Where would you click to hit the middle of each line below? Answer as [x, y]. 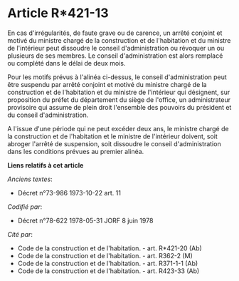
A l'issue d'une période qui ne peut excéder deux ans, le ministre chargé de [118, 128]
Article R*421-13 [58, 13]
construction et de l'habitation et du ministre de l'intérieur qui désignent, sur [119, 92]
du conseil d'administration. [48, 115]
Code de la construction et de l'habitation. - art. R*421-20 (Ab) [110, 248]
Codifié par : [25, 206]
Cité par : [20, 234]
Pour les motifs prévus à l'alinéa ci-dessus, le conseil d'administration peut [117, 77]
